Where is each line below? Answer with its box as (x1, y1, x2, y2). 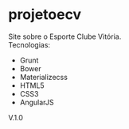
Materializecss (19, 72, 68, 82)
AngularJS (19, 97, 54, 107)
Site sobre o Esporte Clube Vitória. (8, 32, 122, 41)
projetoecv (8, 6, 82, 24)
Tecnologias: (8, 40, 50, 49)
